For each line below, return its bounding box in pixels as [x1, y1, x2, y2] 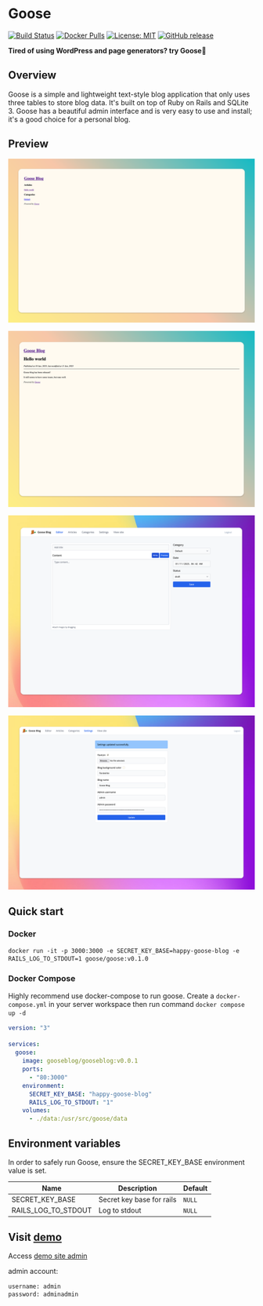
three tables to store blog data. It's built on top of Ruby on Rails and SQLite [8, 97, 249, 107]
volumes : [22, 1107, 51, 1114]
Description [117, 1183, 157, 1193]
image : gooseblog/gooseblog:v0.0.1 [22, 1057, 139, 1065]
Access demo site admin [8, 1251, 88, 1260]
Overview [8, 68, 57, 82]
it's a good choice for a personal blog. [8, 115, 131, 124]
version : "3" [8, 1023, 51, 1032]
